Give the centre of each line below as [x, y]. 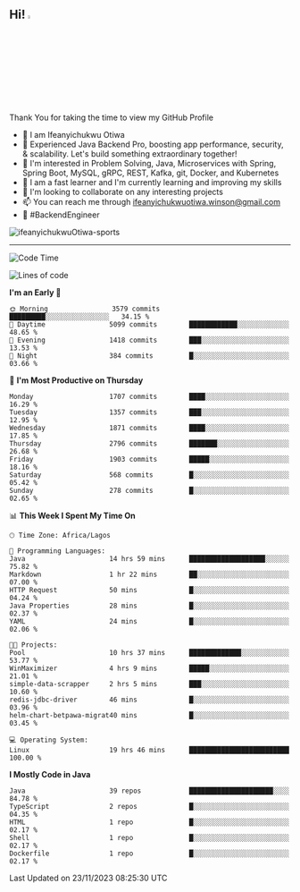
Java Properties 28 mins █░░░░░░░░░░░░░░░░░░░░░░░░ [150, 606]
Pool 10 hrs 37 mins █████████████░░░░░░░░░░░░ [150, 652]
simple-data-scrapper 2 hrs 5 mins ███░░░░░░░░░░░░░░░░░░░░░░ [150, 684]
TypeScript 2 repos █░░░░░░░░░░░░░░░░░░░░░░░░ [150, 806]
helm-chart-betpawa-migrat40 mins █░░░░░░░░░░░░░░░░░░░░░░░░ [150, 715]
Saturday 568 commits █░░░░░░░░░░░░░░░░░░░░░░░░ [150, 475]
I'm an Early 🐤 [35, 292]
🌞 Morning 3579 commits [85, 309]
